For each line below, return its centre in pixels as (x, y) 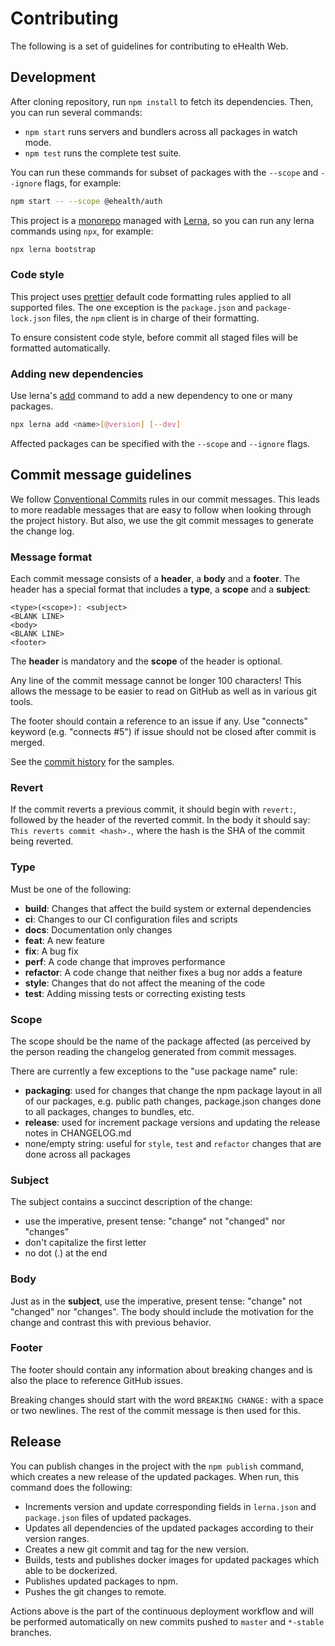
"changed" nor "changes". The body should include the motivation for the (162, 1311)
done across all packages (77, 1154)
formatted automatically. (60, 348)
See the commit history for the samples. (92, 762)
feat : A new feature (64, 940)
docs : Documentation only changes (98, 929)
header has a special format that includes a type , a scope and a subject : (161, 589)
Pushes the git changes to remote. (95, 1591)
